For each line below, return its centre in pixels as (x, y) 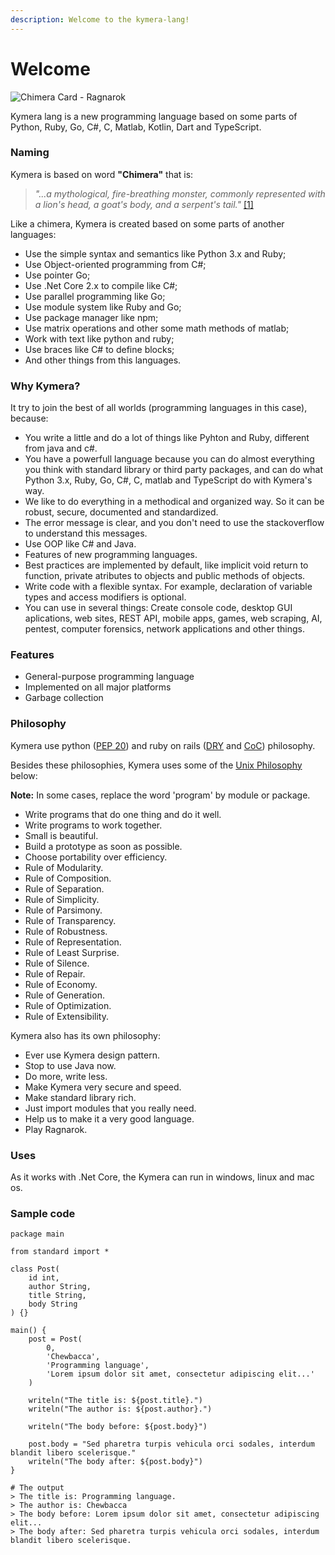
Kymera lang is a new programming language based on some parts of (154, 116)
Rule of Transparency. (70, 920)
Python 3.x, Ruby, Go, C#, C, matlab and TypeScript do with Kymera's (168, 480)
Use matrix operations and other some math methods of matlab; (157, 328)
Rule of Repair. (55, 973)
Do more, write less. (66, 1076)
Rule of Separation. (64, 888)
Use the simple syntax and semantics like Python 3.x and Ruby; (155, 253)
